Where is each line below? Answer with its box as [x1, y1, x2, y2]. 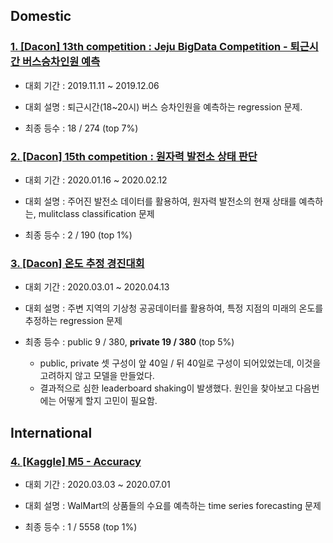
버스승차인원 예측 [21, 55, 101, 69]
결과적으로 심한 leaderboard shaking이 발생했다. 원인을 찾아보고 [39, 382, 293, 394]
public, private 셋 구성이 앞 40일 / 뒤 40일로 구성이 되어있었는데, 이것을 [39, 357, 322, 369]
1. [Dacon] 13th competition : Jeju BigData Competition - [10, 40, 288, 54]
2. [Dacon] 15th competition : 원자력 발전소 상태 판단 [10, 149, 258, 163]
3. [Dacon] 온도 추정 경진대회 [10, 256, 145, 270]
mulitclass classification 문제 [38, 207, 155, 219]
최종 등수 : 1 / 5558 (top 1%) [24, 520, 138, 533]
